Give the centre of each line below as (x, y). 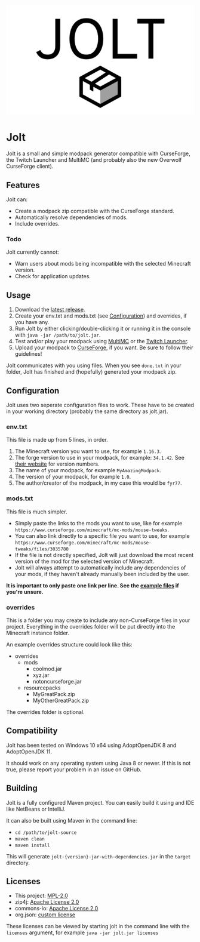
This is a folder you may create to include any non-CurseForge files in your (98, 620)
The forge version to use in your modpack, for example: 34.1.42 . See (100, 458)
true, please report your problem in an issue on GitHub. (74, 769)
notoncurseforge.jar (57, 681)
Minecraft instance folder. (38, 633)
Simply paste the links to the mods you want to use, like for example (99, 523)
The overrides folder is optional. (45, 712)
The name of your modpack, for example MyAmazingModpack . (88, 470)
